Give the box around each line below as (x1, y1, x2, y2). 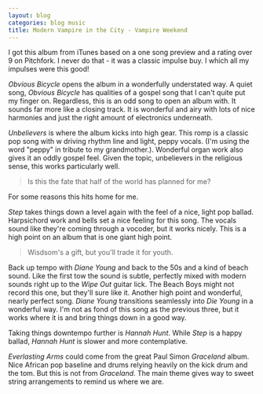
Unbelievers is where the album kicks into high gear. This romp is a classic (8, 128, 249, 138)
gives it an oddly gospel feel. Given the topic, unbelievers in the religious (8, 153, 243, 163)
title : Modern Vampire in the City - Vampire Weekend (8, 26, 188, 34)
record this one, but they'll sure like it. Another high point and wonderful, (8, 288, 243, 297)
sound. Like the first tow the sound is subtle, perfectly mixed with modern (8, 271, 247, 281)
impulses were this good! (8, 64, 89, 74)
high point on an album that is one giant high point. (8, 233, 173, 242)
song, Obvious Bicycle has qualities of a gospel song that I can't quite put (8, 88, 246, 98)
